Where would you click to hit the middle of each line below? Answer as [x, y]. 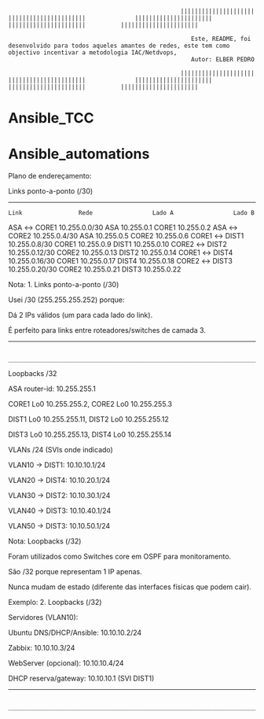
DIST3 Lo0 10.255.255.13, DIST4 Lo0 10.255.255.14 [90, 435]
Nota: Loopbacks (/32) [45, 541]
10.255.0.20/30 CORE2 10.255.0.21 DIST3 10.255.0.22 [95, 269]
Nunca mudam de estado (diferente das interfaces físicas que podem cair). [130, 587]
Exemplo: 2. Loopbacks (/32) [55, 603]
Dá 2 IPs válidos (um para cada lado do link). [81, 315]
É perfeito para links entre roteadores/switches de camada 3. [107, 330]
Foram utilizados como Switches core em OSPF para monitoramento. [120, 557]
